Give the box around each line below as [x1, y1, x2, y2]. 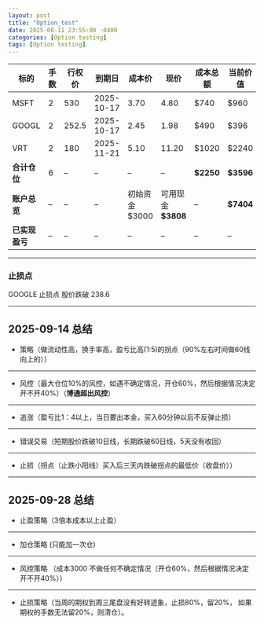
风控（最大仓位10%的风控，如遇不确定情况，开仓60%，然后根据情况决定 [19, 379, 256, 388]
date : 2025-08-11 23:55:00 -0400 [8, 26, 118, 34]
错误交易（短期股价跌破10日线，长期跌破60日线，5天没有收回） [19, 437, 226, 446]
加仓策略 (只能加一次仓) [19, 540, 96, 549]
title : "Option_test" [8, 19, 79, 27]
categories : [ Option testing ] [8, 33, 108, 42]
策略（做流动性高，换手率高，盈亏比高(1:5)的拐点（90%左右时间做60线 [19, 345, 251, 354]
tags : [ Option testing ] [8, 41, 86, 49]
